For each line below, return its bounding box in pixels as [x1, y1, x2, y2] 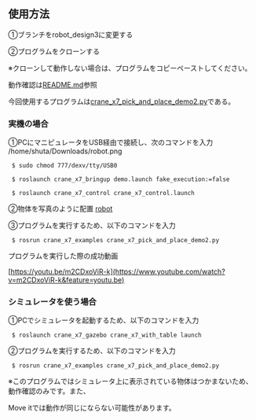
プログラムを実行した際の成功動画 [8, 251, 119, 261]
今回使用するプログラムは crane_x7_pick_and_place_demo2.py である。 [8, 97, 236, 106]
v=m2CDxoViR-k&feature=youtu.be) [8, 275, 125, 285]
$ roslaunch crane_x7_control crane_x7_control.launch [11, 190, 195, 197]
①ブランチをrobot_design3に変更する [8, 30, 133, 39]
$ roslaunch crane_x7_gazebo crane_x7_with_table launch [11, 331, 202, 340]
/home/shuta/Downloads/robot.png [8, 146, 123, 156]
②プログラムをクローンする [8, 46, 101, 56]
